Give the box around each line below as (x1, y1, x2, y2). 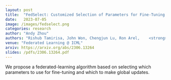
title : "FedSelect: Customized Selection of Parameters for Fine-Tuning (5, 12, 165, 17)
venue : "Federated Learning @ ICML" (5, 41, 83, 46)
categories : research (5, 26, 51, 31)
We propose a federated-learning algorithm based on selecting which (5, 64, 151, 70)
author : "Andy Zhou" (5, 31, 49, 36)
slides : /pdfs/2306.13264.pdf (5, 50, 70, 55)
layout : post (5, 7, 33, 13)
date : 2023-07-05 (5, 17, 47, 22)
